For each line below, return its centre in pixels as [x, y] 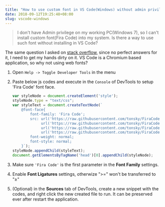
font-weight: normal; [52, 137]
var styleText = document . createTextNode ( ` [57, 105]
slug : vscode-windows [27, 19]
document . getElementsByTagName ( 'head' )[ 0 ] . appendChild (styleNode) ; [83, 155]
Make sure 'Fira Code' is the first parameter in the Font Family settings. [85, 164]
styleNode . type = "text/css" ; [43, 101]
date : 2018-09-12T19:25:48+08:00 [39, 14]
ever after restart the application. [45, 199]
